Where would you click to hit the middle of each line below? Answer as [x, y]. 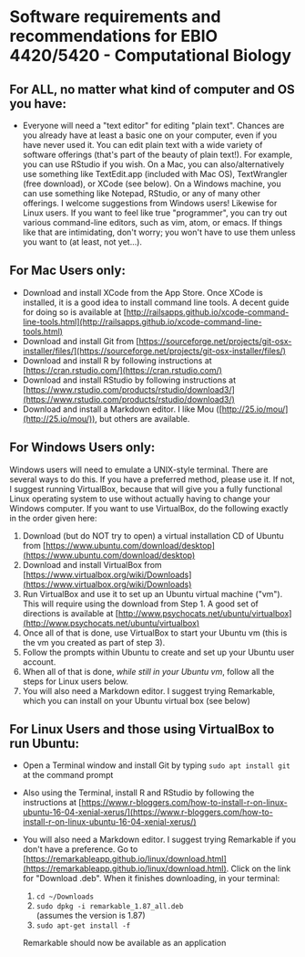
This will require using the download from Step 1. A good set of [141, 604]
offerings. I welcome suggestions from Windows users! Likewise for [150, 203]
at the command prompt [68, 775]
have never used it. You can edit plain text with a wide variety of [142, 145]
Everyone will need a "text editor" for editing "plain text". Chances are [153, 126]
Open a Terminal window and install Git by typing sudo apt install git [157, 765]
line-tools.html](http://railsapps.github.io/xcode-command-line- [142, 321]
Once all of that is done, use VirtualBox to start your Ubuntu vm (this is [155, 633]
